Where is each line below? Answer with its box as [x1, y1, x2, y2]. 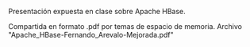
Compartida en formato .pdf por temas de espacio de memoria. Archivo [8, 22, 242, 31]
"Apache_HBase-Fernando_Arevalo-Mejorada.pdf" [8, 31, 174, 39]
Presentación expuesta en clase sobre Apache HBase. [8, 7, 187, 16]
